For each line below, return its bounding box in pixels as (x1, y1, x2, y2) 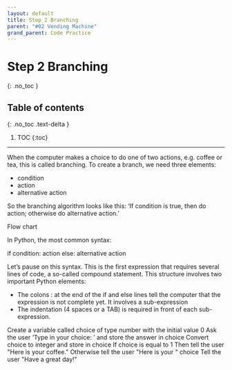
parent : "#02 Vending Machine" (7, 23, 97, 30)
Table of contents (7, 101, 84, 114)
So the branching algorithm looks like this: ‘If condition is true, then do (7, 202, 206, 210)
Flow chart (7, 223, 38, 231)
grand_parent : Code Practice (7, 29, 91, 37)
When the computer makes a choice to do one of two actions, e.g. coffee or (7, 153, 223, 161)
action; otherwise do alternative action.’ (7, 209, 119, 217)
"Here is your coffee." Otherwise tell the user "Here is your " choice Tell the (7, 348, 222, 356)
